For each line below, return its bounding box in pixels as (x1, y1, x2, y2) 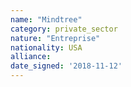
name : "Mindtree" (10, 14, 83, 25)
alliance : (10, 52, 52, 62)
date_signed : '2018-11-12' (10, 61, 123, 71)
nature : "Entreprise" (10, 33, 101, 43)
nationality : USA (10, 42, 83, 53)
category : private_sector (10, 24, 118, 34)
